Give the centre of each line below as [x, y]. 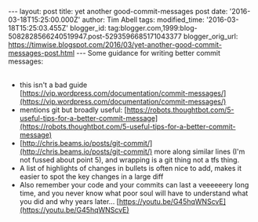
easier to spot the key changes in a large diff [91, 177]
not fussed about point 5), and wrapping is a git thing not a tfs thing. [129, 160]
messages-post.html [42, 53]
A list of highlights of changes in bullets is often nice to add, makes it [130, 168]
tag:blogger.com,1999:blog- [153, 28]
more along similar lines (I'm [200, 151]
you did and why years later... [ [69, 202]
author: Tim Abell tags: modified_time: [144, 20]
